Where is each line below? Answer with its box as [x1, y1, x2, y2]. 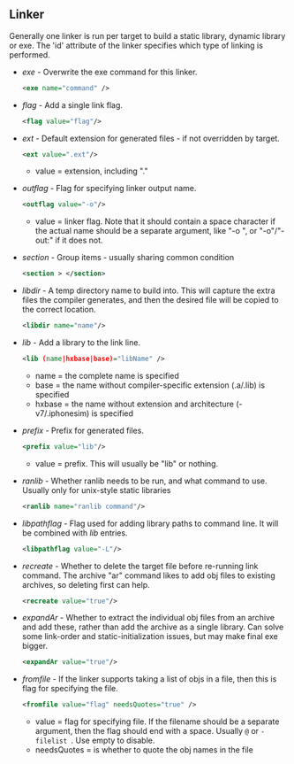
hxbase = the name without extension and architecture [34, 398, 235, 409]
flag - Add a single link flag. [21, 99, 124, 110]
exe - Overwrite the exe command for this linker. [21, 66, 198, 77]
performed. [9, 49, 50, 60]
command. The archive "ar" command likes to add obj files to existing [21, 570, 275, 581]
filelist [34, 737, 68, 746]
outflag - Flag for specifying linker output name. [21, 183, 197, 194]
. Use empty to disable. [71, 735, 155, 746]
